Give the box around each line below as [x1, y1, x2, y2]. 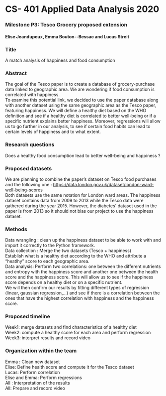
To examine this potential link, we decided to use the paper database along [5, 97, 159, 103]
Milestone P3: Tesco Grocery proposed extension [5, 21, 128, 28]
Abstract [5, 70, 27, 77]
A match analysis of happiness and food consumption [5, 57, 115, 63]
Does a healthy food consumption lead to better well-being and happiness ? [5, 152, 161, 158]
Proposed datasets [5, 165, 52, 172]
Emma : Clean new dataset [5, 359, 60, 365]
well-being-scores [5, 187, 43, 193]
